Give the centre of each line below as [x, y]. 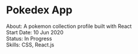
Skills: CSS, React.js [30, 45]
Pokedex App [39, 10]
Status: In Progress [29, 38]
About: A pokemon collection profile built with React [69, 26]
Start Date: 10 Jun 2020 [35, 32]
